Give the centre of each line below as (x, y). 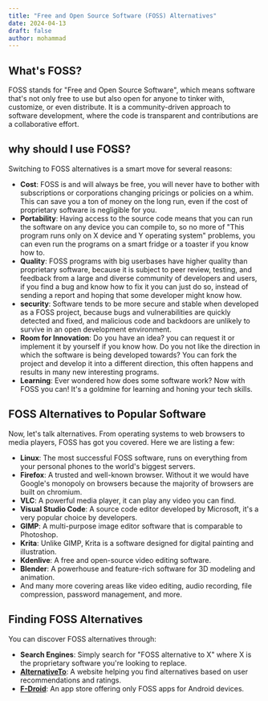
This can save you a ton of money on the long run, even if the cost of (134, 201)
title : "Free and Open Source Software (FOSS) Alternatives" (113, 16)
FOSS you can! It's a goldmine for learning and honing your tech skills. (136, 389)
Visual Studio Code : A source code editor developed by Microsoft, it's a (139, 509)
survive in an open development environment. (96, 329)
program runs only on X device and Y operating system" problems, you (137, 235)
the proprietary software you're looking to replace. (103, 662)
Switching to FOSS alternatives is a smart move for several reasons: (120, 169)
